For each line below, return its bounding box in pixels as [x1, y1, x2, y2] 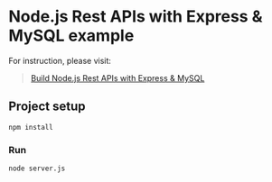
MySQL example [8, 25, 135, 46]
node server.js [8, 164, 66, 173]
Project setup [8, 99, 87, 114]
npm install [8, 123, 53, 132]
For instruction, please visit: [8, 55, 112, 66]
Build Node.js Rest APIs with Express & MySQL [30, 72, 205, 83]
